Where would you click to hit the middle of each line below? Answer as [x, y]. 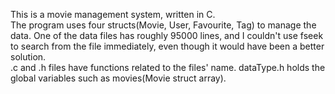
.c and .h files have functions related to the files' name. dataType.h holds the [168, 67]
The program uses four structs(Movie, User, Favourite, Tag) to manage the [163, 25]
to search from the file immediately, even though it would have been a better [167, 46]
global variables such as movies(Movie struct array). [118, 78]
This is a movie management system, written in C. [113, 14]
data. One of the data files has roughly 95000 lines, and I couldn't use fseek [167, 35]
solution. [28, 57]
